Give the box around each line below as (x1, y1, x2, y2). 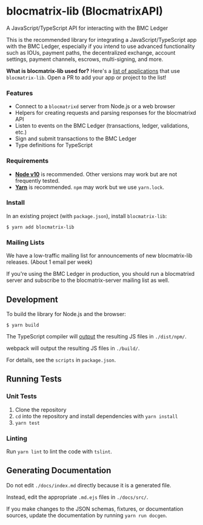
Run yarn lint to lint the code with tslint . (6, 448, 112, 455)
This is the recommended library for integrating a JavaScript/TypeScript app (6, 36, 197, 43)
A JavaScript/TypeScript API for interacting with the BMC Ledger (6, 24, 168, 32)
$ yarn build (6, 322, 39, 328)
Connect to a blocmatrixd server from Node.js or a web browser (15, 103, 176, 110)
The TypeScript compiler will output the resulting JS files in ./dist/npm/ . (6, 332, 187, 340)
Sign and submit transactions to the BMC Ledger (15, 135, 137, 142)
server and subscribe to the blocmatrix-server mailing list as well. (6, 276, 170, 284)
